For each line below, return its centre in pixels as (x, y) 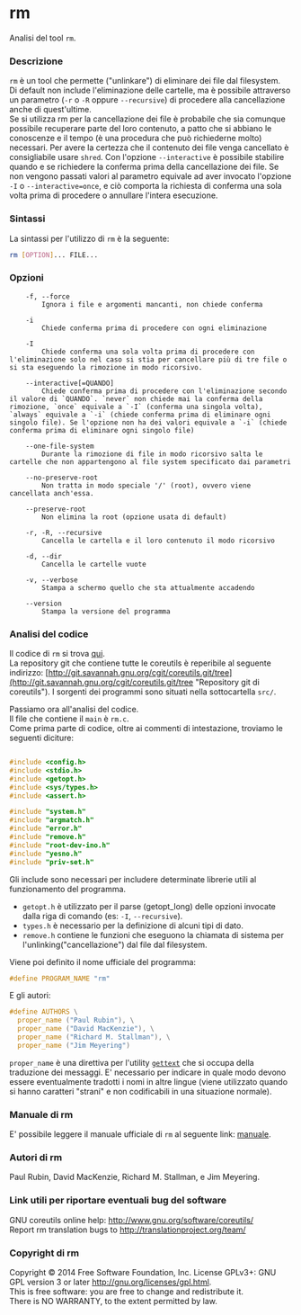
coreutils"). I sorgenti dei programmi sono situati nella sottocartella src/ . (143, 692)
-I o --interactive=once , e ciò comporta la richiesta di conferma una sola (146, 186)
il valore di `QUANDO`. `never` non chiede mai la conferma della (136, 398)
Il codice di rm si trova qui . (58, 653)
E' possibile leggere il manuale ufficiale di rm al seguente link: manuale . (140, 1134)
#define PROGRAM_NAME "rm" (60, 979)
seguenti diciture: (42, 738)
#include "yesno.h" (46, 854)
